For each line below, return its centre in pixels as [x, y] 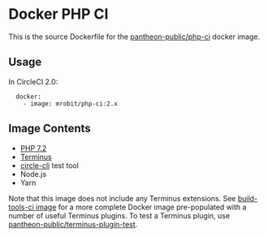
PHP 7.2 [33, 148]
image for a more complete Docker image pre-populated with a [141, 207]
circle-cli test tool [50, 165]
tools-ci [21, 207]
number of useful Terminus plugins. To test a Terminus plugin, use [119, 215]
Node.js [33, 174]
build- [248, 198]
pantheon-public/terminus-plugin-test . [73, 224]
